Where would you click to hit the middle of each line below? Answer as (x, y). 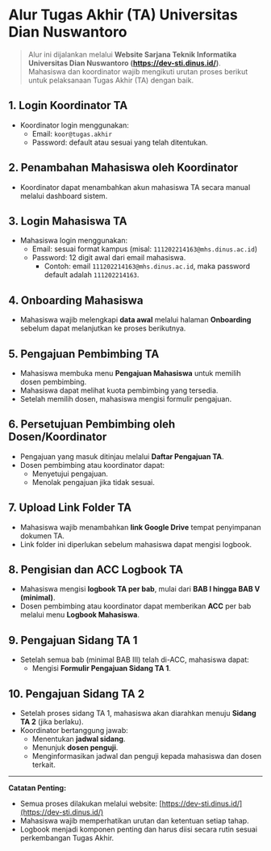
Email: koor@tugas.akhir (72, 133)
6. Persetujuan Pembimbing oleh (92, 425)
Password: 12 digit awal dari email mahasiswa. (109, 258)
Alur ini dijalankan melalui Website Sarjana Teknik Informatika (132, 54)
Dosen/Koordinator (58, 437)
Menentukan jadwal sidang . (79, 739)
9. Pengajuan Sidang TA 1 (73, 640)
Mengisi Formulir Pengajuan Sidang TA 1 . (102, 668)
